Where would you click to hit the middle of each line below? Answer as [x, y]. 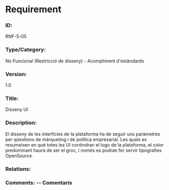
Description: [21, 123]
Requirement [33, 9]
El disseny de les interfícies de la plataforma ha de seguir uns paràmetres [83, 134]
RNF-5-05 [16, 36]
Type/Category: [26, 50]
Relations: [18, 169]
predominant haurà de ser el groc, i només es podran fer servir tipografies [84, 150]
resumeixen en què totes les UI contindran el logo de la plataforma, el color [84, 145]
